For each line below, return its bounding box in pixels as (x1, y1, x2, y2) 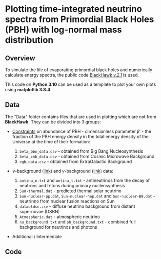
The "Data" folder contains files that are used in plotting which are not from (5, 114, 157, 120)
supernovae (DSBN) (19, 208, 60, 214)
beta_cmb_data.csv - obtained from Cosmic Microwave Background (19, 153, 155, 159)
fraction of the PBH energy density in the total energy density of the (12, 133, 149, 139)
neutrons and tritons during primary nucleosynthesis (19, 182, 125, 188)
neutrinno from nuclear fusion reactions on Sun (19, 198, 115, 204)
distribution (5, 35, 54, 46)
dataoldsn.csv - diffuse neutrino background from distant (19, 203, 135, 209)
